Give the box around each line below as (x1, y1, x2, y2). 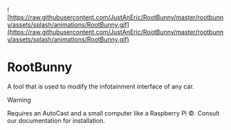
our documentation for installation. (7, 116, 106, 124)
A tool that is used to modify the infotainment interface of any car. (7, 82, 195, 91)
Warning (7, 95, 31, 104)
